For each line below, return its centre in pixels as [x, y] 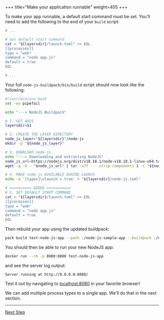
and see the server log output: [35, 265]
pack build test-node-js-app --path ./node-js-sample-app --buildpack [78, 238]
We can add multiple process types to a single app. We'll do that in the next [81, 293]
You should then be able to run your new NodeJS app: [60, 247]
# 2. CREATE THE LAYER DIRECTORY [39, 134]
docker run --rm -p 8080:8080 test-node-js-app [54, 256]
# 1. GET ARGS [20, 121]
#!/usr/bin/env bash [26, 99]
